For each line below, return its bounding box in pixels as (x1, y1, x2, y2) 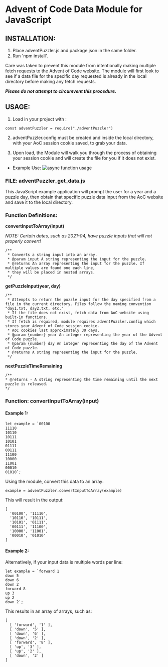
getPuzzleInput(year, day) (5, 283, 61, 289)
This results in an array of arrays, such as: (5, 608, 92, 614)
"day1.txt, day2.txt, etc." (5, 306, 64, 311)
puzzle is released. (5, 381, 49, 387)
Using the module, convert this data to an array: (5, 478, 104, 484)
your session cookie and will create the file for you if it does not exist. (12, 155, 156, 161)
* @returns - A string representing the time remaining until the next (5, 377, 158, 382)
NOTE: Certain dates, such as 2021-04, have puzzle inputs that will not (5, 233, 152, 239)
